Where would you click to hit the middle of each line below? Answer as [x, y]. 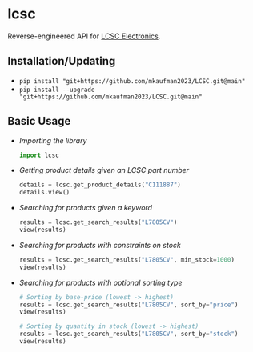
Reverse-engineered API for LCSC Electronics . [84, 36]
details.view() [44, 193]
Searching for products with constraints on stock [100, 245]
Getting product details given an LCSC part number [104, 170]
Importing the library [53, 140]
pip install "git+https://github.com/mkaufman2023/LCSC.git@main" [132, 81]
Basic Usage [39, 121]
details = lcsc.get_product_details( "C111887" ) [100, 185]
